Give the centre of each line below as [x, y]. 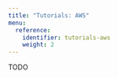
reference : [33, 30]
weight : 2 [39, 45]
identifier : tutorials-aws [66, 37]
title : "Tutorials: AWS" [49, 15]
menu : [17, 23]
